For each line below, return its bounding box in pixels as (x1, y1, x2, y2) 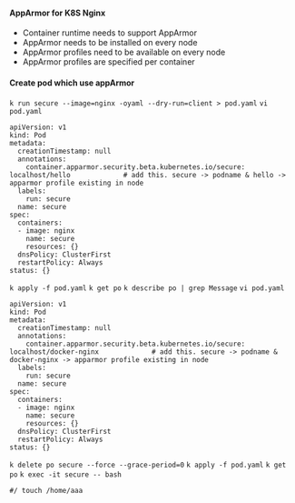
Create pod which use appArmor (9, 77, 135, 88)
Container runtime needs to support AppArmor (22, 27, 198, 38)
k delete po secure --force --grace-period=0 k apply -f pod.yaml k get (9, 460, 287, 470)
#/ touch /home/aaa (9, 487, 84, 496)
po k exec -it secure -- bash (9, 470, 123, 479)
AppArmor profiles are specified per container (22, 56, 195, 67)
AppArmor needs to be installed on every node (22, 37, 198, 48)
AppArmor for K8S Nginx (9, 7, 106, 18)
